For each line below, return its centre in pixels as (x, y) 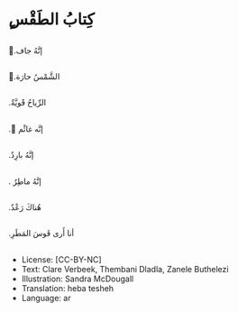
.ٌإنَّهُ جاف (25, 50)
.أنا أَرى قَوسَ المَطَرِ (41, 234)
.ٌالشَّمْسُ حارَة (34, 76)
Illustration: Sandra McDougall (78, 279)
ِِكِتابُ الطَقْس (52, 19)
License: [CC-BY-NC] (61, 259)
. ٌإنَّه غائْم (26, 128)
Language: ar (46, 298)
